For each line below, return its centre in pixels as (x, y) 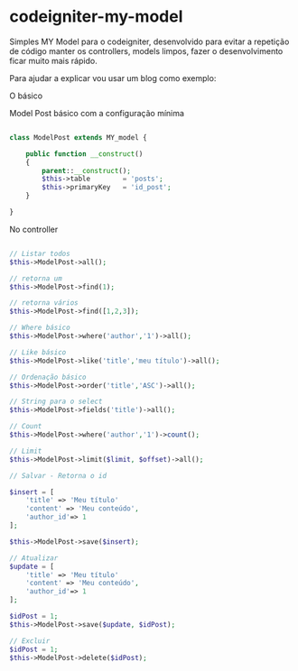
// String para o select (56, 402)
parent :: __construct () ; (86, 170)
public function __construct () (84, 154)
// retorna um (36, 278)
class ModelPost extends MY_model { (78, 137)
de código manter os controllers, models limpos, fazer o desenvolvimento (146, 51)
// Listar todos (40, 253)
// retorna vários (44, 303)
